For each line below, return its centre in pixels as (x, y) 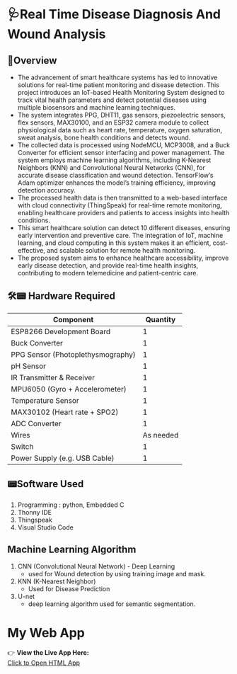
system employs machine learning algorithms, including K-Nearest (114, 160)
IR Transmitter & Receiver (53, 377)
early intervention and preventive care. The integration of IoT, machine (120, 235)
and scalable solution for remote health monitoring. (121, 250)
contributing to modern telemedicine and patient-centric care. (108, 273)
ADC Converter (36, 423)
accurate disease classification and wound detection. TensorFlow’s (115, 175)
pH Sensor (29, 366)
